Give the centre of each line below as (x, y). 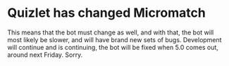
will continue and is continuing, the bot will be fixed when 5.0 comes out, (113, 47)
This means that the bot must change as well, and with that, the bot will (111, 32)
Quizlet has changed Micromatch (106, 13)
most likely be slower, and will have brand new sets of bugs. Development (114, 39)
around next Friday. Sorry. (45, 55)
